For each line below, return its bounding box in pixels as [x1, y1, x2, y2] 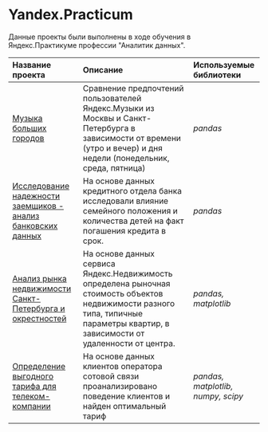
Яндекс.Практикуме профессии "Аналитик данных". [8, 40, 186, 49]
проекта [12, 69, 45, 81]
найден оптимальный [82, 400, 167, 411]
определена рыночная [82, 277, 171, 289]
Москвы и [82, 112, 121, 124]
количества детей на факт [82, 215, 184, 226]
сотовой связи [82, 371, 140, 382]
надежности [12, 190, 61, 201]
